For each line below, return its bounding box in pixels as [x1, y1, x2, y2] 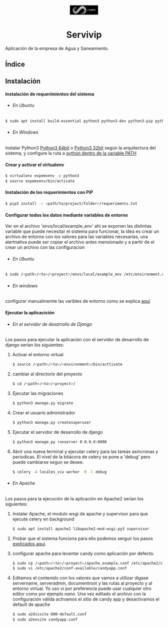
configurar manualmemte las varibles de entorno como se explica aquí [5, 298, 150, 304]
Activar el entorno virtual [12, 352, 64, 358]
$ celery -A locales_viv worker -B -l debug [12, 469, 107, 474]
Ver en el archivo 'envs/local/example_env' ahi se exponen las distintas [5, 223, 151, 229]
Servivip [66, 29, 102, 40]
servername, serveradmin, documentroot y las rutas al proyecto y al [12, 580, 152, 586]
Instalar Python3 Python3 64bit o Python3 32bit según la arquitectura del [5, 145, 156, 151]
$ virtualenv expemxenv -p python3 [5, 173, 79, 179]
